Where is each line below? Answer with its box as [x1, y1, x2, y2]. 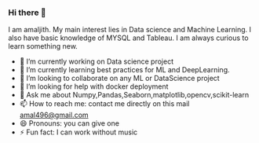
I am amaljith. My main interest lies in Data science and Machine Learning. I [8, 25, 251, 35]
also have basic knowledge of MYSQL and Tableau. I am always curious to [8, 33, 249, 42]
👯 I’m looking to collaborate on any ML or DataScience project [19, 74, 220, 83]
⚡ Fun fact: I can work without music [19, 127, 138, 137]
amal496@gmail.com [19, 110, 89, 120]
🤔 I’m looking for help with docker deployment [19, 82, 169, 91]
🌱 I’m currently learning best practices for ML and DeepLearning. [19, 65, 230, 75]
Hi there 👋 [8, 7, 47, 18]
